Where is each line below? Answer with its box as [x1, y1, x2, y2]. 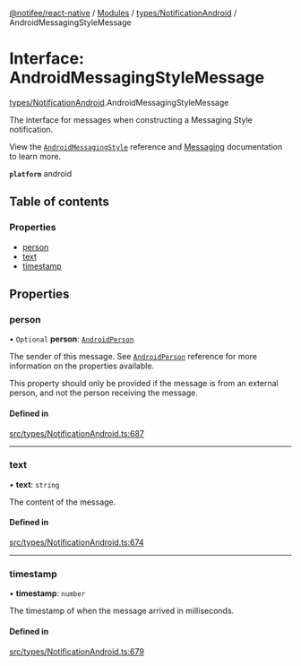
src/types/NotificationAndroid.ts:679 [9, 645, 145, 657]
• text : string [9, 479, 60, 489]
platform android [9, 168, 73, 178]
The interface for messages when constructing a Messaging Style [9, 114, 254, 125]
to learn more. [9, 151, 61, 161]
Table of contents [9, 195, 109, 210]
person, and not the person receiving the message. [9, 387, 199, 398]
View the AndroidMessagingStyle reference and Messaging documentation [9, 141, 283, 151]
